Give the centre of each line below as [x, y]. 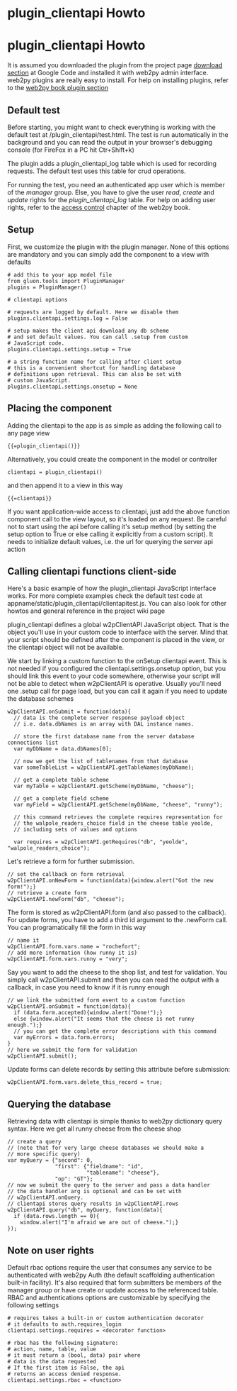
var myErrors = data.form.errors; [64, 1038]
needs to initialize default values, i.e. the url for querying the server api [110, 541]
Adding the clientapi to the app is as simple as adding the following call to [114, 425]
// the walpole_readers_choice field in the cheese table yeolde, [114, 824]
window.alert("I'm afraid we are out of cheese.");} [99, 1223]
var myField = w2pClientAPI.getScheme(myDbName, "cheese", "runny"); [118, 805]
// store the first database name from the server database [104, 737]
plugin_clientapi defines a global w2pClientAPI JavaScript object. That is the [118, 625]
